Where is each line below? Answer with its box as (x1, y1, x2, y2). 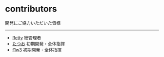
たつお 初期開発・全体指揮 (12, 41, 65, 46)
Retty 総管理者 (12, 35, 41, 41)
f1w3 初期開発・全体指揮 (12, 47, 62, 53)
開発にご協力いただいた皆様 (5, 20, 61, 26)
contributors (5, 3, 57, 14)
